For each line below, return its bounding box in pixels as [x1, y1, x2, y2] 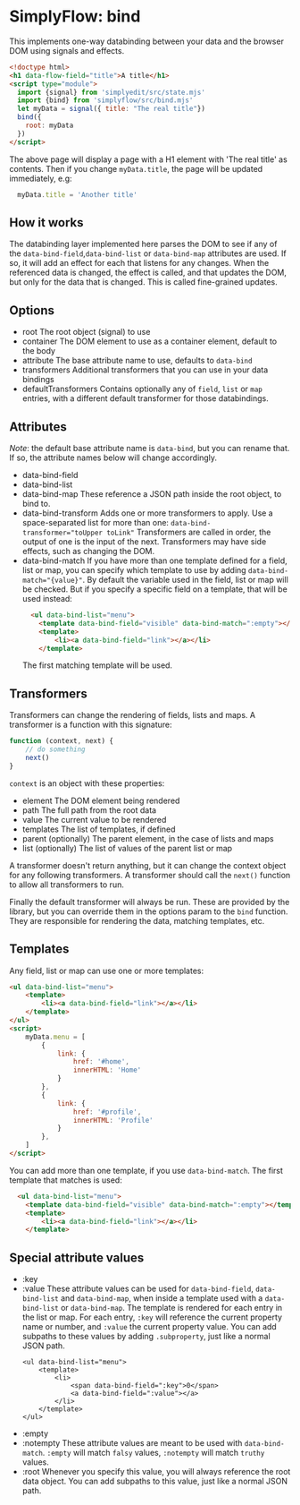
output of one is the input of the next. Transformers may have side [21, 536, 267, 547]
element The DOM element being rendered [21, 795, 180, 806]
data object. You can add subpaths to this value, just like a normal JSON [21, 1475, 288, 1487]
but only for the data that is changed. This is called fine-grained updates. [9, 277, 279, 287]
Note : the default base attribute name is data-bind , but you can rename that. [9, 443, 290, 453]
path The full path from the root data [21, 804, 157, 816]
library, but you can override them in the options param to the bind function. [9, 906, 288, 917]
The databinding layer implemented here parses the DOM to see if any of [9, 239, 278, 250]
